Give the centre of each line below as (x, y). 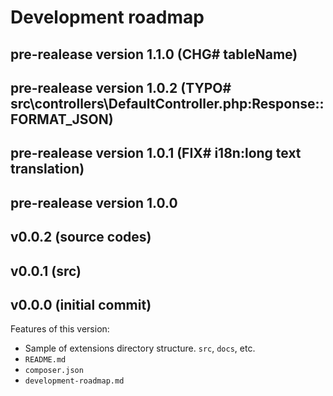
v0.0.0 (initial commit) (81, 304)
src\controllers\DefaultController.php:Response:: (167, 103)
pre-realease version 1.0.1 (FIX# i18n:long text (156, 153)
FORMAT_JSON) (62, 119)
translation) (47, 169)
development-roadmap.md (74, 381)
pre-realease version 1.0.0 (94, 202)
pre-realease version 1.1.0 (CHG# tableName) (154, 54)
